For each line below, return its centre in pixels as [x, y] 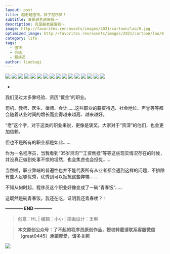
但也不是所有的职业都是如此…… [38, 142]
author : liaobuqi [24, 62]
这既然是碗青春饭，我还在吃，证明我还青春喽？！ [56, 198]
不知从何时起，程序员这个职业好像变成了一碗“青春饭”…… [64, 187]
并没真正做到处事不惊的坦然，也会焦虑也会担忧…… [58, 160]
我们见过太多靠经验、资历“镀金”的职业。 [47, 98]
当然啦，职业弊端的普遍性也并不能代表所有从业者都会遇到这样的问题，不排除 [85, 170]
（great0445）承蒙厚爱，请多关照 [54, 236]
